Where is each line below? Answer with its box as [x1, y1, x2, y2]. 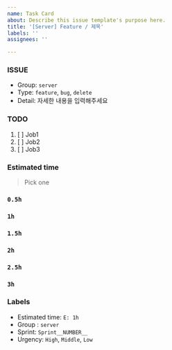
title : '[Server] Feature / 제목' [7, 23, 104, 30]
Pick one [24, 178, 50, 186]
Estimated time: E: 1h [17, 312, 79, 321]
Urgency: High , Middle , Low [17, 335, 93, 343]
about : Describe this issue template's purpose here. [7, 17, 166, 24]
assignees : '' [7, 36, 49, 43]
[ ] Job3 [17, 145, 40, 153]
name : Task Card [7, 10, 54, 17]
